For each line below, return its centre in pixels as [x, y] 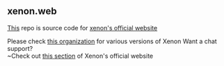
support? [20, 48]
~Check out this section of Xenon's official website [80, 56]
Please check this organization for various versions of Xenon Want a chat [112, 41]
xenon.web [32, 11]
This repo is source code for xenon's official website [82, 27]
